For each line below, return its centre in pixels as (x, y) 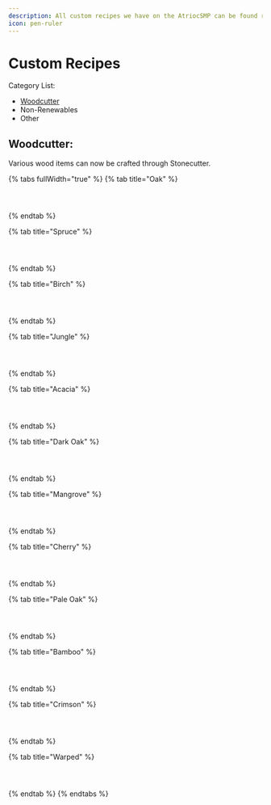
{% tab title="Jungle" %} (49, 337)
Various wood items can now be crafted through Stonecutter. (110, 163)
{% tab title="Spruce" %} (50, 232)
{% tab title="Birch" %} (47, 284)
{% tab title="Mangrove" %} (55, 495)
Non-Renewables (49, 110)
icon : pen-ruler (35, 23)
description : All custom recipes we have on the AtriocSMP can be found (133, 16)
